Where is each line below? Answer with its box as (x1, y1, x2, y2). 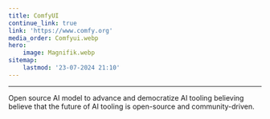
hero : (8, 42, 27, 50)
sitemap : (8, 57, 38, 65)
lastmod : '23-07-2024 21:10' (22, 64, 121, 72)
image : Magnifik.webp (22, 49, 95, 57)
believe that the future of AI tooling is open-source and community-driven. (8, 101, 255, 111)
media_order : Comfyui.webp (8, 34, 99, 42)
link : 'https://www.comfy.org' (8, 26, 113, 34)
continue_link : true (8, 19, 78, 27)
